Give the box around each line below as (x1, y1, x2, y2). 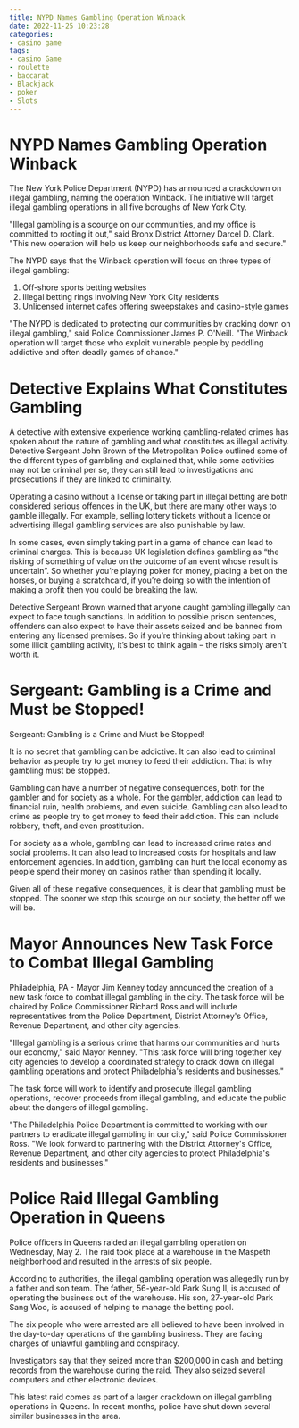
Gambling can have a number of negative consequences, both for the (9, 783, 265, 793)
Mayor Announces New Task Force (9, 934, 274, 954)
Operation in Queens (9, 1208, 166, 1228)
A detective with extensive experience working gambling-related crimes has (9, 427, 289, 437)
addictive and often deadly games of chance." (9, 347, 179, 358)
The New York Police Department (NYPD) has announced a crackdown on (9, 183, 282, 194)
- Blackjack (9, 79, 54, 88)
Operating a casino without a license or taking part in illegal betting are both (9, 492, 288, 502)
